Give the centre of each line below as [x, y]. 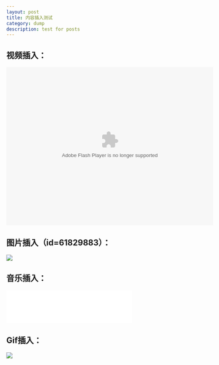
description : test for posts [43, 29]
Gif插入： [24, 340]
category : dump [26, 23]
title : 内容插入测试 [30, 18]
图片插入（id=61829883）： [58, 243]
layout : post [23, 12]
